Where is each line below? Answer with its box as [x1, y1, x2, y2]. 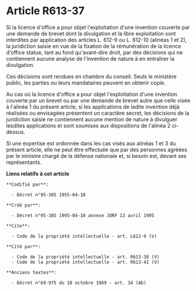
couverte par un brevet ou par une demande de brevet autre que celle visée [6, 96, 191, 104]
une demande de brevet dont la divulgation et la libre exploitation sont [6, 30, 176, 37]
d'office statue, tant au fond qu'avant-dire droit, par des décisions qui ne [6, 48, 183, 56]
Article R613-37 [6, 4, 85, 18]
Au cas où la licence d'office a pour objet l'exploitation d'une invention [6, 90, 178, 98]
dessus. [6, 128, 25, 135]
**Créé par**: [6, 202, 41, 208]
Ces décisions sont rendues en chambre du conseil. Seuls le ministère [6, 73, 177, 80]
